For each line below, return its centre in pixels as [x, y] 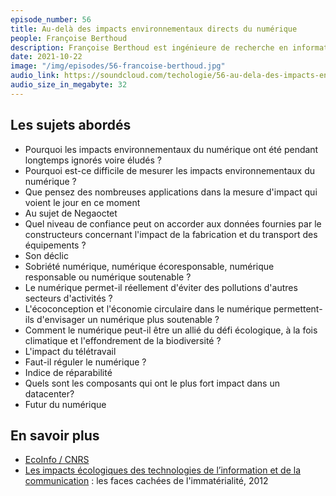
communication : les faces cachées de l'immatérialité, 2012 [146, 481]
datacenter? [49, 393]
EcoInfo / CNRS [57, 460]
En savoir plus [55, 435]
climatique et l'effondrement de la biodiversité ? [123, 340]
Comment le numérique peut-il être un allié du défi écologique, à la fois [171, 330]
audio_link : [35, 76]
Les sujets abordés [71, 125]
